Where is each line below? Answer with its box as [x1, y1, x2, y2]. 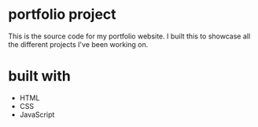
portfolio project [8, 5, 116, 24]
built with [8, 67, 71, 85]
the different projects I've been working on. [8, 39, 149, 49]
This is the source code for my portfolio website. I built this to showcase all [8, 31, 251, 41]
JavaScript [19, 110, 55, 119]
